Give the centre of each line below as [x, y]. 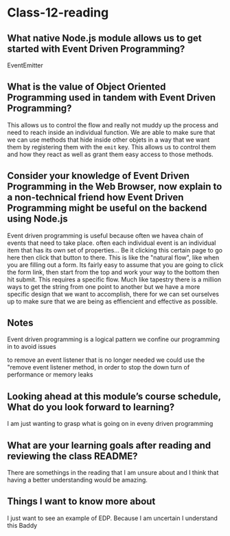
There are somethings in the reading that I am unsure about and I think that [113, 473]
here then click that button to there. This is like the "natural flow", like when [113, 257]
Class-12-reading [58, 13]
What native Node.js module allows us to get [105, 38]
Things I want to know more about [81, 501]
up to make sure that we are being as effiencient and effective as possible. [113, 301]
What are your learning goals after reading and [109, 445]
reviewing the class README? [73, 456]
